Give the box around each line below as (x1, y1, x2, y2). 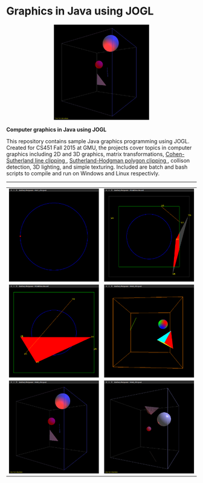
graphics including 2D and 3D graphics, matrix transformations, (6, 150, 164, 158)
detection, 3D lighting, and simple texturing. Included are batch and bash (6, 163, 188, 170)
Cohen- (165, 150, 185, 158)
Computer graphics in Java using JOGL (6, 126, 107, 133)
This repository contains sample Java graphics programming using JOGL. (6, 137, 190, 144)
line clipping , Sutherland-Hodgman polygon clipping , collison (34, 157, 190, 164)
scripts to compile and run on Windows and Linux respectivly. (6, 169, 160, 177)
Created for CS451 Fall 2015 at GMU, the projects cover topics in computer (6, 144, 192, 151)
